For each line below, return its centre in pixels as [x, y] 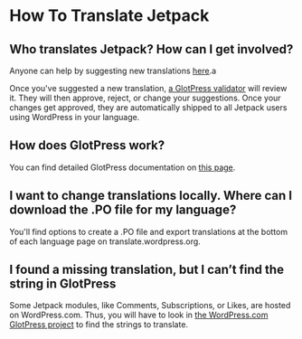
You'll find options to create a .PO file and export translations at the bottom [148, 231]
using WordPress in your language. [75, 117]
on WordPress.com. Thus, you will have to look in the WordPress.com [139, 315]
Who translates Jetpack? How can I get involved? [151, 49]
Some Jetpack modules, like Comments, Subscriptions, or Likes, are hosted [150, 306]
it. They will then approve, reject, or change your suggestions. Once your [146, 98]
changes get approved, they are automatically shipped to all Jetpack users [148, 108]
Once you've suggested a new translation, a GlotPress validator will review [148, 88]
